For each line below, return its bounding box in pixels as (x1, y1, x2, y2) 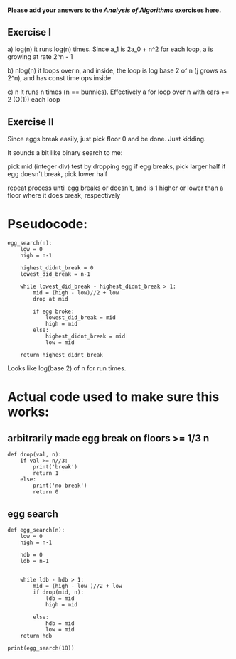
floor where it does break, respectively (7, 191, 121, 200)
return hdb (20, 632, 53, 639)
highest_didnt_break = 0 (20, 264, 94, 272)
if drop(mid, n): (33, 589, 84, 596)
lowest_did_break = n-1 (20, 271, 91, 278)
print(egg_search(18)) (7, 644, 75, 652)
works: (7, 404, 50, 420)
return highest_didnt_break (20, 352, 103, 359)
